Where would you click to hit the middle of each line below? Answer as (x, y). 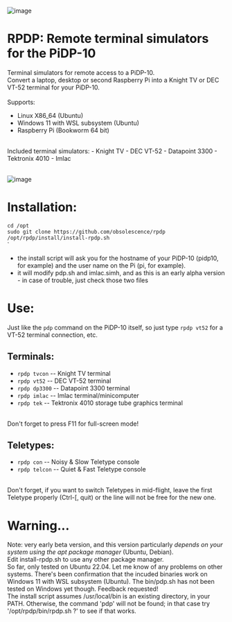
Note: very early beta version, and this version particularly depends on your (115, 545)
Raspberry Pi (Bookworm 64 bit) (63, 130)
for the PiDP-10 (52, 54)
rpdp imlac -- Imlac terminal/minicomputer (78, 395)
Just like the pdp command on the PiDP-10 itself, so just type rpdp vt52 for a (115, 327)
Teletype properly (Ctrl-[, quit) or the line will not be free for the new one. (112, 498)
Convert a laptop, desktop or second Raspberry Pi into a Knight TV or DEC (113, 80)
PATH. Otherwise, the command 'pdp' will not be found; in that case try (108, 604)
